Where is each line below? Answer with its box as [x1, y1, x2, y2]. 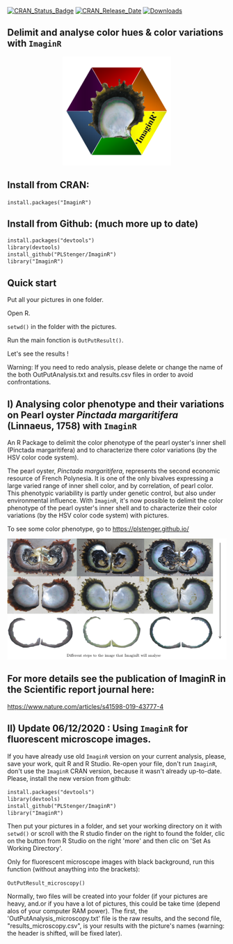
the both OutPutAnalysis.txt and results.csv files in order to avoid [7, 370, 193, 379]
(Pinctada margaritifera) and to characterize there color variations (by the [7, 446, 217, 455]
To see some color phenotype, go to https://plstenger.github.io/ [7, 525, 189, 533]
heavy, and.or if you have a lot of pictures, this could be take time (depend [7, 899, 220, 908]
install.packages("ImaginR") [7, 199, 92, 206]
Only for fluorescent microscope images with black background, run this [7, 858, 215, 866]
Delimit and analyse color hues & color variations [7, 26, 224, 38]
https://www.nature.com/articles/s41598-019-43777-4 [7, 702, 164, 710]
